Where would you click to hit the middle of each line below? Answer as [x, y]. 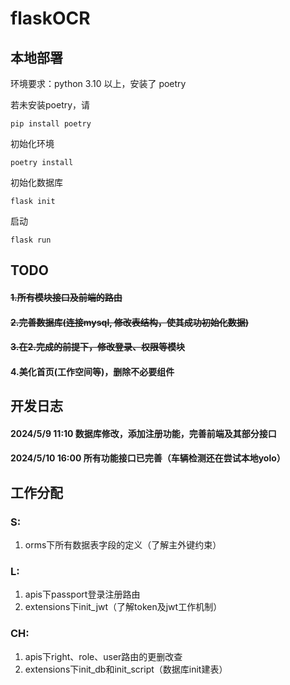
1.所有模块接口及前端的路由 [66, 297]
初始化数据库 [36, 182]
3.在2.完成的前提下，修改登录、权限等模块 [97, 347]
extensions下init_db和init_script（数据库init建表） [126, 669]
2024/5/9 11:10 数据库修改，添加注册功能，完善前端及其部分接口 [143, 433]
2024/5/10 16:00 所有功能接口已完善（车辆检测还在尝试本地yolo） [148, 458]
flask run [31, 240]
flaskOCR [50, 18]
